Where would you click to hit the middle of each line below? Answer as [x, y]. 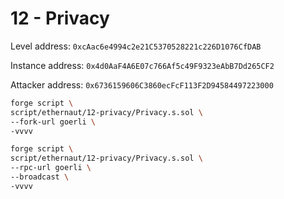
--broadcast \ [40, 177]
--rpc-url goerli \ [51, 168]
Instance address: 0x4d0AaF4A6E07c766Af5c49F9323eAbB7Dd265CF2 [142, 65]
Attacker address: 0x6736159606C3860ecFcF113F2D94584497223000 [142, 84]
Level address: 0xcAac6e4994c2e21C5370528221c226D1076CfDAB [136, 46]
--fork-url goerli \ [53, 122]
